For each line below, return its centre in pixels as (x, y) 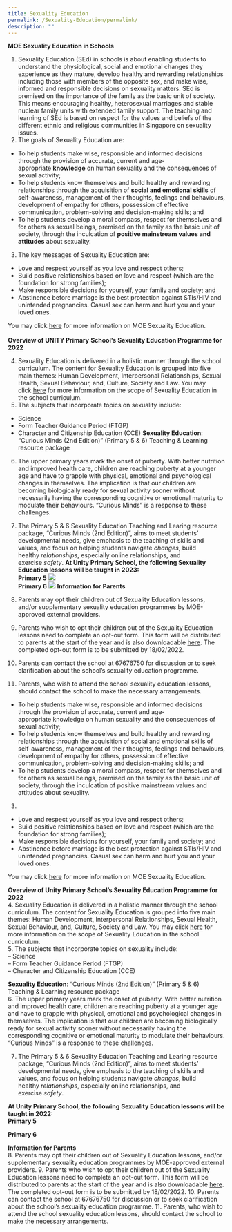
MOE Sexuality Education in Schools (61, 46)
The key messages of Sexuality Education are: (84, 255)
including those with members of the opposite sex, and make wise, (113, 81)
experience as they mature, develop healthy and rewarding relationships (120, 74)
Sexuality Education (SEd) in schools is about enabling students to (112, 59)
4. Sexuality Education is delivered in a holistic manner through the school (113, 905)
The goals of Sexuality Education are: (71, 140)
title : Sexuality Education (48, 13)
